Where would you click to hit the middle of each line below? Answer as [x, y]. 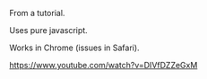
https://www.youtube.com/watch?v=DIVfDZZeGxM [103, 65]
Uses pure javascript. [48, 30]
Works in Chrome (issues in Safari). [75, 48]
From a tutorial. [37, 13]
